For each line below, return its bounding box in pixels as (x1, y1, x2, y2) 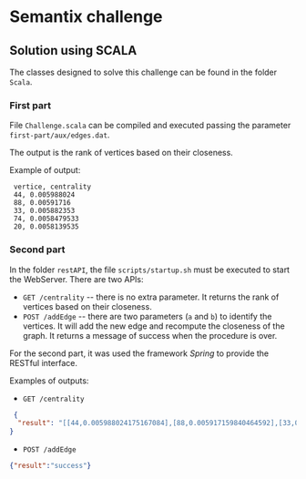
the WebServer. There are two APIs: (9, 273, 144, 284)
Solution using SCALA (9, 43, 138, 58)
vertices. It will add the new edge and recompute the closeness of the (22, 321, 285, 331)
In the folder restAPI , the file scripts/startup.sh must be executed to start (9, 264, 290, 275)
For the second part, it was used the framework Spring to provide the (9, 348, 270, 359)
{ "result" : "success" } (9, 462, 92, 471)
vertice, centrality (13, 182, 92, 192)
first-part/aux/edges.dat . (9, 129, 110, 140)
